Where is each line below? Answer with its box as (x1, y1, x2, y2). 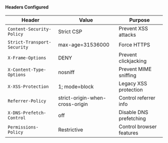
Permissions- (7, 124, 39, 130)
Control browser (118, 123, 157, 130)
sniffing (118, 72, 136, 79)
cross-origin (58, 100, 88, 107)
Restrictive (58, 126, 83, 133)
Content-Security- (7, 26, 51, 32)
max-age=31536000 (58, 41, 110, 48)
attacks (118, 31, 136, 38)
